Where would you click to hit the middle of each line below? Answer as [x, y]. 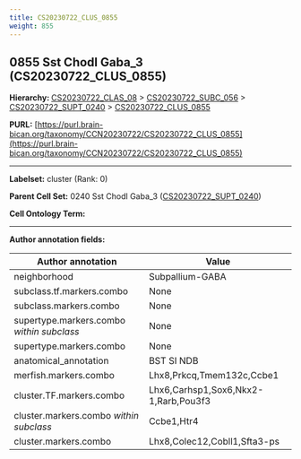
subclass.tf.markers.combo [71, 291]
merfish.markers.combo [64, 376]
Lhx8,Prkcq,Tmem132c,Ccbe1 [214, 376]
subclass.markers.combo [67, 306]
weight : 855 [31, 26]
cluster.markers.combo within [76, 416]
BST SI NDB [174, 361]
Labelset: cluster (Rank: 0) [59, 179]
